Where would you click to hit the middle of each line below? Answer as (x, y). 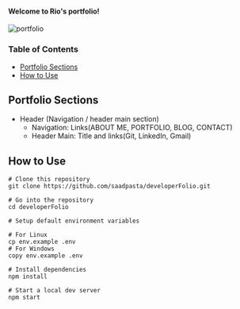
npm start (25, 298)
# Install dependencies (48, 270)
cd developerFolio (38, 207)
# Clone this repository (49, 180)
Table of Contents (44, 49)
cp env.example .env (42, 242)
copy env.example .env (46, 256)
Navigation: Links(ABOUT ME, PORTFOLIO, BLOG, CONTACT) (132, 128)
